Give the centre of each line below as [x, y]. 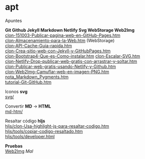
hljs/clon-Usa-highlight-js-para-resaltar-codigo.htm [57, 126]
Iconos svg [16, 91]
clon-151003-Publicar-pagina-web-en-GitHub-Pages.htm [63, 35]
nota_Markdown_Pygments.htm [37, 77]
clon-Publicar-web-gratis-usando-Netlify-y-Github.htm [61, 66]
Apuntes [13, 21]
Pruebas [14, 146]
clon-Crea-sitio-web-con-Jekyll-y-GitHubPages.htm [58, 51]
